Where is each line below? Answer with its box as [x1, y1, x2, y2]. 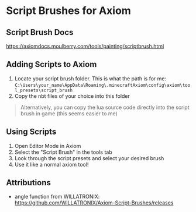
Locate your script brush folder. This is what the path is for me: [14, 75, 167, 82]
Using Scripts [6, 127, 57, 137]
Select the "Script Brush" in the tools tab [14, 149, 112, 156]
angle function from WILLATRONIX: [14, 193, 100, 200]
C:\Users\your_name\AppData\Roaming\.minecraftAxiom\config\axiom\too [14, 82, 191, 88]
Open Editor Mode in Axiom [14, 142, 81, 149]
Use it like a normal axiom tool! [14, 161, 89, 168]
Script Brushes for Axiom [6, 4, 132, 17]
